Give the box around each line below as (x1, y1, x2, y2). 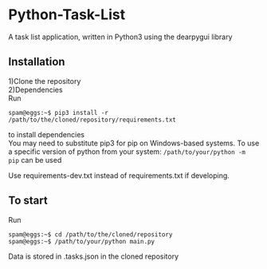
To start (8, 194, 48, 208)
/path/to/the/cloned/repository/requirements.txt (8, 116, 177, 124)
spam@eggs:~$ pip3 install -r (8, 109, 109, 117)
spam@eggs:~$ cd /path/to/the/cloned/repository (8, 230, 173, 239)
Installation (8, 55, 65, 69)
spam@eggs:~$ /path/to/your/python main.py (8, 237, 155, 245)
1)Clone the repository (8, 76, 81, 85)
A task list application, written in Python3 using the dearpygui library (8, 32, 233, 42)
